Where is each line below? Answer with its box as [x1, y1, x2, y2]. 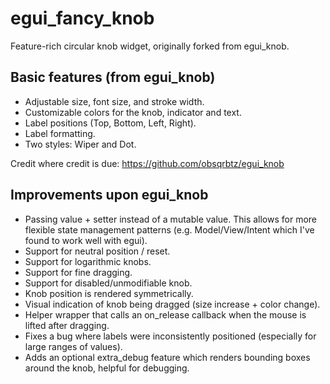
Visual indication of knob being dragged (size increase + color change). [24, 298, 321, 310]
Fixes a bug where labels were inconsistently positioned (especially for [24, 330, 317, 342]
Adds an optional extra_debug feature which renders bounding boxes [24, 351, 311, 363]
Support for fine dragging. [24, 266, 133, 278]
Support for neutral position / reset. [24, 245, 171, 257]
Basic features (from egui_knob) [10, 69, 216, 86]
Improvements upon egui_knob [10, 187, 209, 204]
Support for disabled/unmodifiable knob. [24, 277, 193, 289]
